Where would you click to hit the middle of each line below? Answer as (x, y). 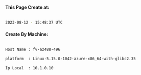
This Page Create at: (27, 7)
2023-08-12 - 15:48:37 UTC (34, 23)
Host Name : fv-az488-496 (33, 50)
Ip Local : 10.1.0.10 (29, 68)
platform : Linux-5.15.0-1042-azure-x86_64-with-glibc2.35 (71, 59)
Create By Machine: (27, 34)
